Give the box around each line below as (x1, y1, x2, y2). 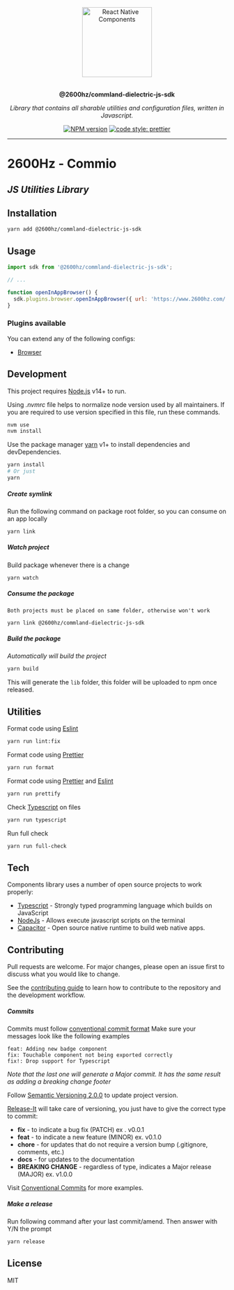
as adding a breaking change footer (7, 1077, 111, 1086)
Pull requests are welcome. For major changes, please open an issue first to (7, 963, 225, 971)
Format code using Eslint (7, 724, 79, 733)
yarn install (7, 461, 45, 468)
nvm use (7, 421, 30, 429)
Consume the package (7, 589, 75, 598)
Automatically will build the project (7, 652, 107, 660)
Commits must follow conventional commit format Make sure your (7, 1024, 196, 1033)
